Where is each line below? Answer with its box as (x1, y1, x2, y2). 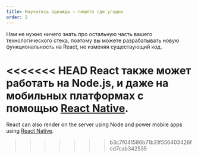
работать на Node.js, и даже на (6, 76, 169, 89)
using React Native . (6, 127, 54, 134)
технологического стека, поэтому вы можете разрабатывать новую (6, 37, 180, 44)
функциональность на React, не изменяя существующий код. (6, 43, 162, 50)
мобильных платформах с (6, 89, 144, 102)
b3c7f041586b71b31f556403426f (109, 139, 192, 146)
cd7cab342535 (109, 145, 147, 152)
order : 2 (6, 14, 28, 20)
